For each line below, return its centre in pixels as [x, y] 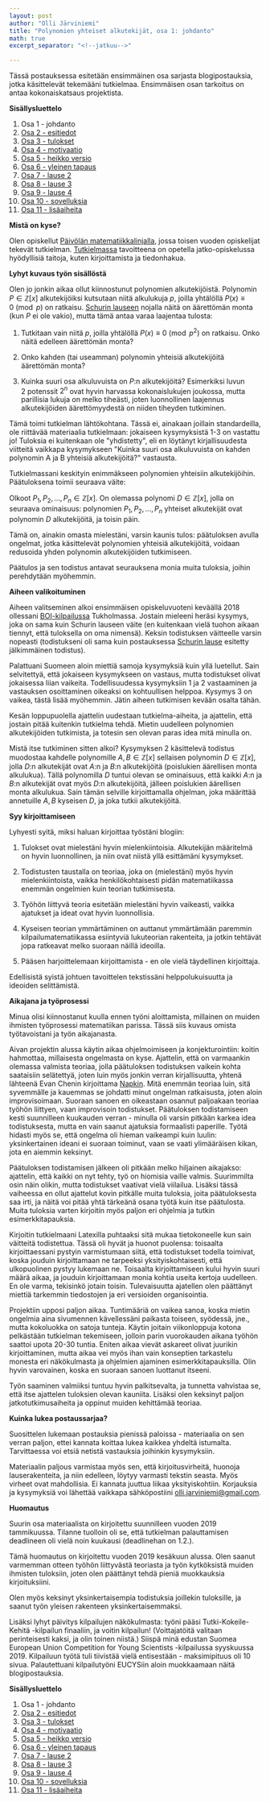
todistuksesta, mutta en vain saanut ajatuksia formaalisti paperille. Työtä [129, 1127]
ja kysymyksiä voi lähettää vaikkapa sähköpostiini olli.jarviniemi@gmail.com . [135, 1493]
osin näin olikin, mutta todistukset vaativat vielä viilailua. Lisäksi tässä [124, 1185]
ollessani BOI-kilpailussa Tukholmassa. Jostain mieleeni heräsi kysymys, [129, 616]
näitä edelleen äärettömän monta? [77, 341]
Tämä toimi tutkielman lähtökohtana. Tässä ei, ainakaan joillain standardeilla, [135, 424]
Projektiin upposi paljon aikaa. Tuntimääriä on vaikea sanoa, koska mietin [130, 1311]
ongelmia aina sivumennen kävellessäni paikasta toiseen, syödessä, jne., [129, 1319]
